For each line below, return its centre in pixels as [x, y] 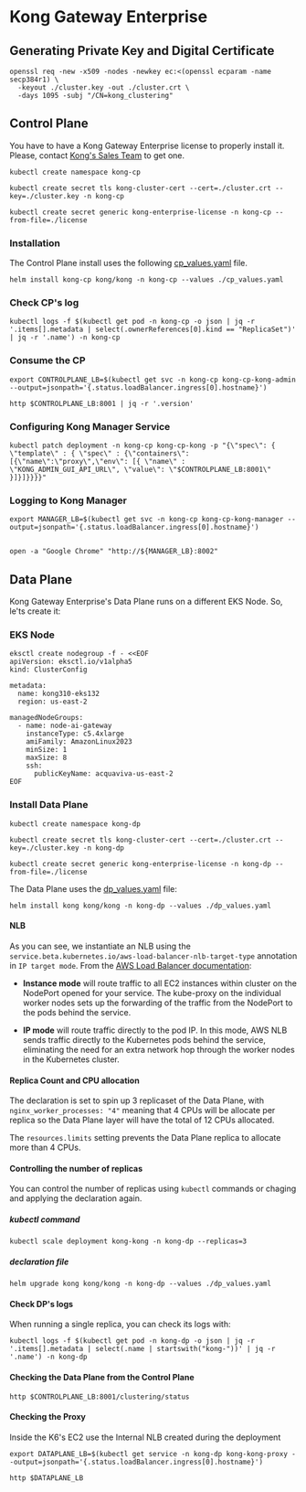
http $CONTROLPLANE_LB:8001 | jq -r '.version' [102, 403]
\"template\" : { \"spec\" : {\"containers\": [100, 454]
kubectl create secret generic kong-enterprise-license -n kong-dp [141, 864]
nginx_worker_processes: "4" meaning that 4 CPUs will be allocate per [142, 1111]
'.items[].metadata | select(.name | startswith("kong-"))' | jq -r [142, 1349]
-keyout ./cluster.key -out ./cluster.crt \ [104, 88]
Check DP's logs [42, 1304]
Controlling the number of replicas [76, 1168]
